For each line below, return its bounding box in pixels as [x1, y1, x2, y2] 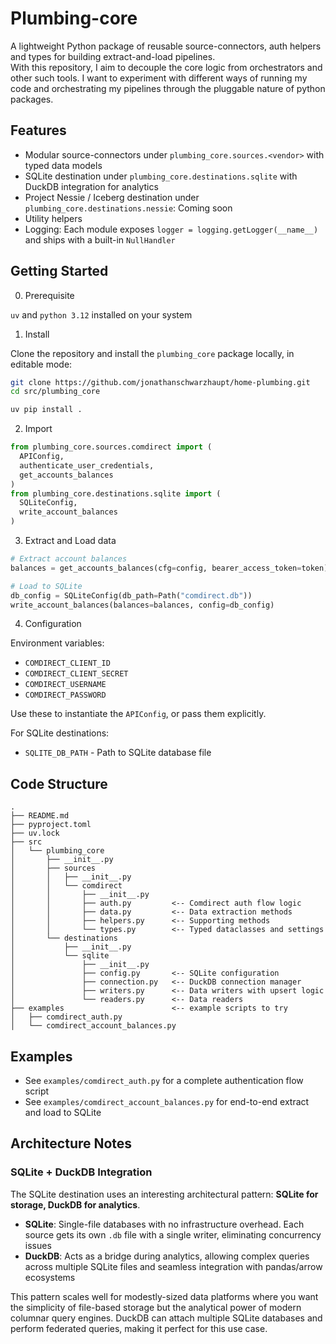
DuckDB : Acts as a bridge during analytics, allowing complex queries [24, 1250, 310, 1262]
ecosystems [24, 1271, 76, 1283]
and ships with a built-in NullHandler [24, 233, 176, 246]
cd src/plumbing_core [10, 387, 101, 397]
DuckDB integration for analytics [24, 180, 159, 192]
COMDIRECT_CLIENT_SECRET [24, 669, 129, 679]
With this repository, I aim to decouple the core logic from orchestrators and [10, 61, 323, 73]
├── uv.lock [10, 828, 60, 839]
